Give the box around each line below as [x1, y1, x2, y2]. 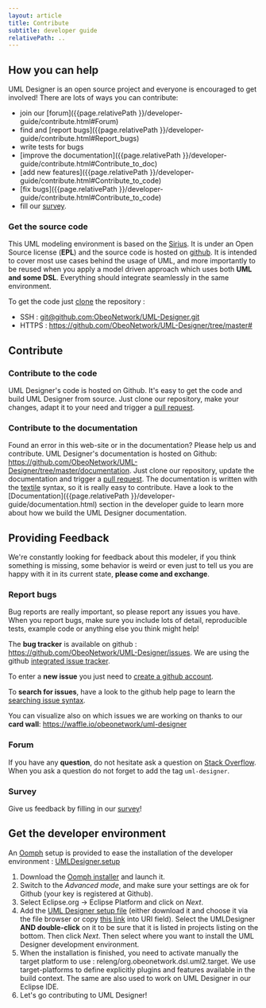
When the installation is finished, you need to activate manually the [19, 948, 239, 957]
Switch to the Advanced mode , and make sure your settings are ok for [19, 880, 249, 889]
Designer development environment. [19, 940, 140, 949]
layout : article [8, 11, 62, 20]
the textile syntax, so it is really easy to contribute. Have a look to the [8, 483, 234, 492]
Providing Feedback [8, 531, 110, 545]
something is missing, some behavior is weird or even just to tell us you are [8, 561, 254, 570]
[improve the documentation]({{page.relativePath [19, 150, 181, 160]
